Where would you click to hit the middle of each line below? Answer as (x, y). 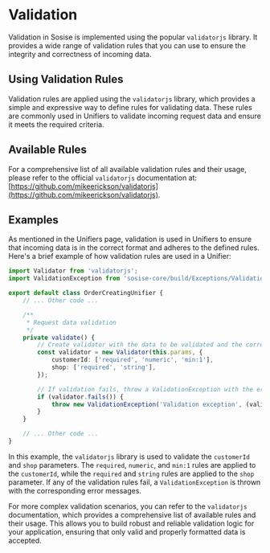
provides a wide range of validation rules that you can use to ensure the (127, 45)
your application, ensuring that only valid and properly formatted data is (127, 531)
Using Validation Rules (66, 79)
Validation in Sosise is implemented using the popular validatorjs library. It (133, 37)
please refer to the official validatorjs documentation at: (103, 178)
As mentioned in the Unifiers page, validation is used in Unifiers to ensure (130, 240)
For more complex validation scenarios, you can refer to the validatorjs (128, 506)
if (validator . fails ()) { (81, 397)
